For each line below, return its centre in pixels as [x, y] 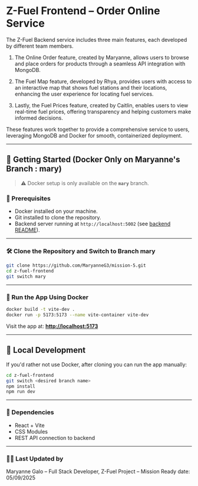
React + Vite [30, 425]
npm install [21, 386]
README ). [27, 230]
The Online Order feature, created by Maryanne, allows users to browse [102, 57]
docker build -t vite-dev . [41, 310]
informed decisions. [39, 118]
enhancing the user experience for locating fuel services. [84, 94]
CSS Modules [31, 431]
